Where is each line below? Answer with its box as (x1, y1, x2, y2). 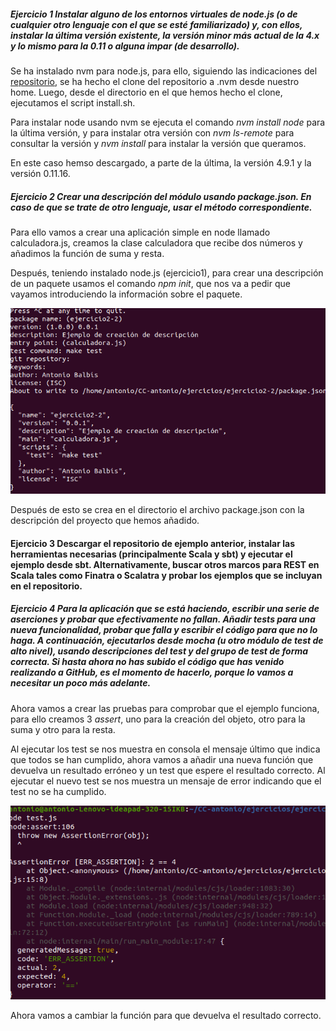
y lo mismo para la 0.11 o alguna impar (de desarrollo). (10, 40, 240, 52)
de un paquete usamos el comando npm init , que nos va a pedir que (10, 277, 291, 289)
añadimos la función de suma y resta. (10, 247, 165, 259)
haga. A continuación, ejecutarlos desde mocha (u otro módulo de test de (10, 635, 324, 647)
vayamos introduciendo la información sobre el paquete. (10, 288, 243, 300)
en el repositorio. (10, 580, 83, 592)
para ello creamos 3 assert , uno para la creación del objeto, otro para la (10, 713, 306, 725)
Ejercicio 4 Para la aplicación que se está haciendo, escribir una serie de (10, 603, 320, 615)
